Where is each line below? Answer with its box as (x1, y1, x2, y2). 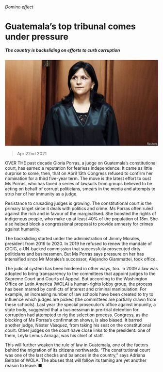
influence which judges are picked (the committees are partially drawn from (5, 296, 157, 303)
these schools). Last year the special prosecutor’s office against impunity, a (5, 302, 156, 307)
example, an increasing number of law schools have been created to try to (5, 291, 154, 297)
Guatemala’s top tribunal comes (5, 21, 136, 32)
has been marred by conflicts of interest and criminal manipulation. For (5, 286, 147, 292)
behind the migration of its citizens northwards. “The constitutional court (5, 347, 150, 353)
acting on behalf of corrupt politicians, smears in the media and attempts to (5, 186, 156, 192)
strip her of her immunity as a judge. (5, 191, 78, 197)
